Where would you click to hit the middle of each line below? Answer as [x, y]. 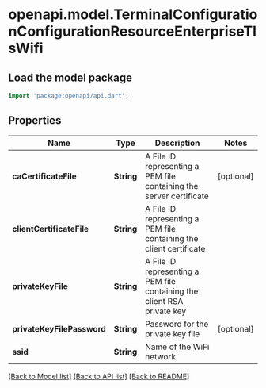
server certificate [177, 196]
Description [177, 143]
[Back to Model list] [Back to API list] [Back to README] [99, 376]
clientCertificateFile [51, 229]
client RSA [164, 301]
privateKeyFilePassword [59, 328]
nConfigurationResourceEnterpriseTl [133, 31]
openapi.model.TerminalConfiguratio [133, 15]
